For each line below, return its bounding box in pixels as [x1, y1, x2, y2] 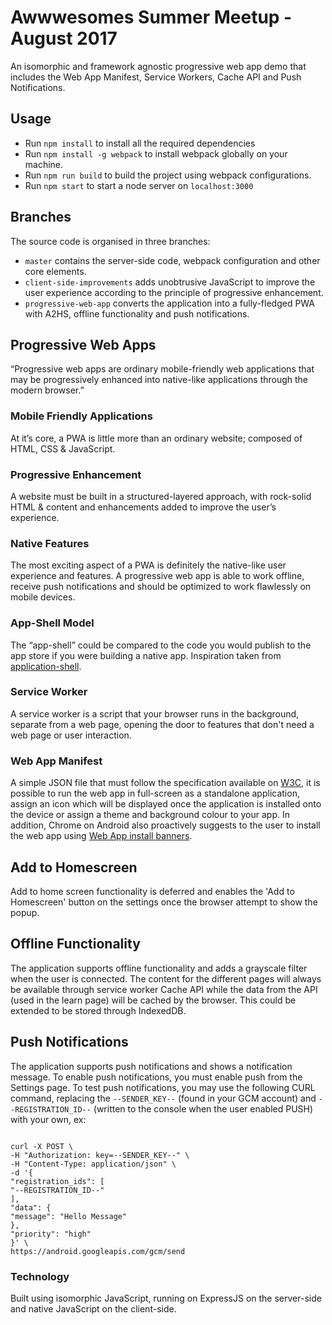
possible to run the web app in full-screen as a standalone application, [10, 787, 300, 800]
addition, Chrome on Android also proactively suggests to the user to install [10, 819, 321, 831]
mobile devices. [10, 591, 76, 603]
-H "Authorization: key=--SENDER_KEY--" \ [10, 1150, 190, 1160]
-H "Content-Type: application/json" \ [10, 1159, 177, 1169]
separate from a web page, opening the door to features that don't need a [10, 718, 315, 730]
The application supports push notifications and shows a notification [10, 1060, 293, 1072]
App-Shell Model [10, 616, 95, 630]
